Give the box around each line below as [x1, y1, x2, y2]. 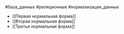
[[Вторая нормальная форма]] [12, 19, 76, 24]
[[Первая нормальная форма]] [12, 13, 76, 19]
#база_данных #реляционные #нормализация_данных [5, 4, 120, 10]
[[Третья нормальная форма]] [12, 23, 75, 29]
